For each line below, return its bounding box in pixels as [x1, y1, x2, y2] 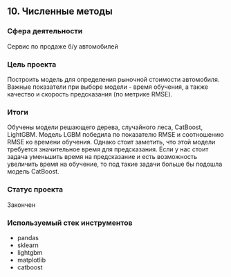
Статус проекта [7, 185, 64, 194]
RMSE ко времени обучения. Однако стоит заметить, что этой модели [7, 138, 216, 146]
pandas [17, 233, 39, 242]
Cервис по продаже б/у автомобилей [7, 42, 119, 51]
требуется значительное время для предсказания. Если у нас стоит [7, 145, 209, 153]
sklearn [17, 241, 39, 249]
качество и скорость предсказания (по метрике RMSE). [7, 90, 173, 98]
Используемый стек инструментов [7, 218, 133, 228]
